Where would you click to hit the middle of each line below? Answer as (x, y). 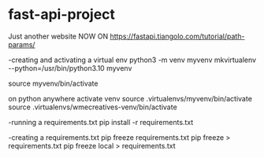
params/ (22, 44)
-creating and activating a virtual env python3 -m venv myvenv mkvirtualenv (132, 60)
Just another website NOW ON (58, 36)
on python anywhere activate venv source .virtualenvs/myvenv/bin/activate (130, 98)
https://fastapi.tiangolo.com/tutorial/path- (177, 36)
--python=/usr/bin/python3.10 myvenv (70, 68)
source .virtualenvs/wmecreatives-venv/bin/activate (93, 107)
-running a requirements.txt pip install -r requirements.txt (101, 122)
